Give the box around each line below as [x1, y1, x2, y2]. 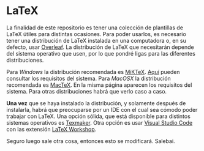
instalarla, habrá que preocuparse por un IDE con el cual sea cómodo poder [6, 106, 198, 113]
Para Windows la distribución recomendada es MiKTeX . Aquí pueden [6, 68, 180, 75]
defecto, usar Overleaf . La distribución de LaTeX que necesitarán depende [6, 43, 194, 51]
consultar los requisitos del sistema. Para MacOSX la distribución [6, 75, 172, 82]
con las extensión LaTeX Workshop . [6, 125, 97, 133]
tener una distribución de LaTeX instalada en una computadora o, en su [6, 37, 187, 44]
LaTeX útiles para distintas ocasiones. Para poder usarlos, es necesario [6, 30, 187, 37]
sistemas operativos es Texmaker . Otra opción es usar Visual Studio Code [6, 119, 193, 126]
